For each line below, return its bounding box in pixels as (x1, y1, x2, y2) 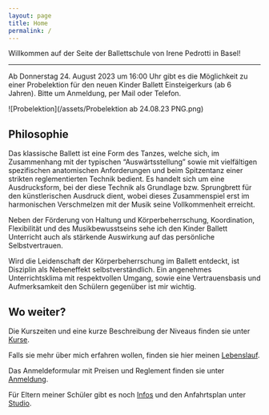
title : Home (8, 19, 48, 27)
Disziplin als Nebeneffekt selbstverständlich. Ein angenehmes (8, 265, 212, 275)
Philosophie (8, 127, 70, 141)
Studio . (8, 398, 32, 408)
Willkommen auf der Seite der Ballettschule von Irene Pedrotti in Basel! (8, 49, 241, 58)
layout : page (8, 11, 52, 20)
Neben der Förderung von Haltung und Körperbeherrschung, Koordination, (8, 216, 255, 225)
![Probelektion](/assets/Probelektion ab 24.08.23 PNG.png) (8, 104, 204, 114)
